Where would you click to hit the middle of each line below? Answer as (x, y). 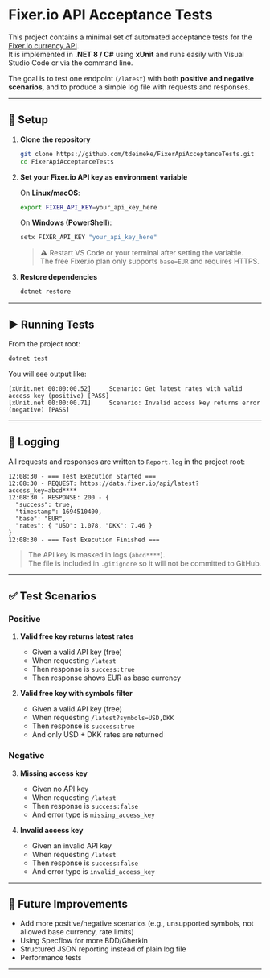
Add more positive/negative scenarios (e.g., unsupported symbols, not (137, 923)
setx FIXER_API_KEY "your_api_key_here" (88, 238)
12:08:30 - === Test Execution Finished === (84, 540)
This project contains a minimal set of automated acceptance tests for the (131, 37)
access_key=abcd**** (43, 490)
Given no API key (60, 789)
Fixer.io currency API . (44, 45)
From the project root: (44, 343)
